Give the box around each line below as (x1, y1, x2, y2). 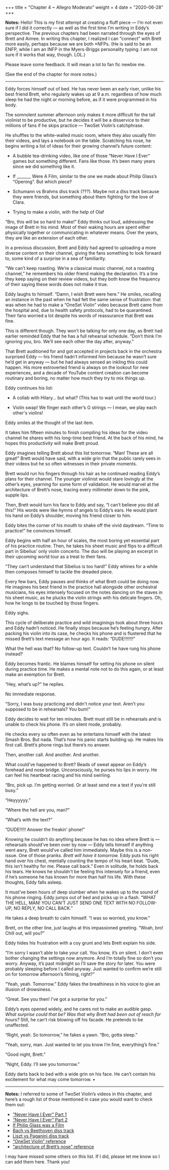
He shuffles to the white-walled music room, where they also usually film (5, 132, 156, 138)
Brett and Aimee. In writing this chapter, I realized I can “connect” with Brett (5, 35, 162, 41)
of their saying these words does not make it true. (5, 282, 108, 287)
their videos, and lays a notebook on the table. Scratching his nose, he (5, 137, 151, 144)
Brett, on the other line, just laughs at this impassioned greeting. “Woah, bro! (5, 925, 163, 930)
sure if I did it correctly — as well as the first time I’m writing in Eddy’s (5, 25, 149, 31)
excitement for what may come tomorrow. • (5, 1077, 96, 1082)
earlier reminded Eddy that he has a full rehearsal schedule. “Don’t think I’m (5, 333, 162, 339)
